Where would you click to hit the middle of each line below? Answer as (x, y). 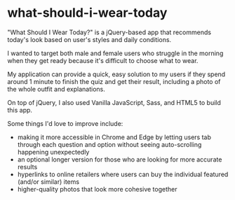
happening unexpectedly (53, 152)
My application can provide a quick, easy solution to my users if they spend (116, 74)
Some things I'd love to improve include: (65, 123)
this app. (20, 110)
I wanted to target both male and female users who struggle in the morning (115, 53)
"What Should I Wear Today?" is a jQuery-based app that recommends (109, 32)
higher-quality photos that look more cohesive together (97, 189)
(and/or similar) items (48, 181)
